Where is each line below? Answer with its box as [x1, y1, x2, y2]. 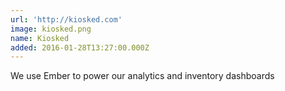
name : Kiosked [10, 33, 70, 43]
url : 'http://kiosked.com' [10, 14, 123, 25]
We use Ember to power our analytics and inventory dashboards [10, 70, 275, 82]
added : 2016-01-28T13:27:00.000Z [10, 42, 150, 53]
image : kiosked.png [10, 24, 92, 34]
